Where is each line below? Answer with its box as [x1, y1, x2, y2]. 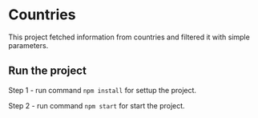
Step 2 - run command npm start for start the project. [8, 100, 186, 110]
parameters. [8, 40, 49, 50]
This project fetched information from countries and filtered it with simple [8, 32, 250, 42]
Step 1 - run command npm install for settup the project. [8, 85, 197, 95]
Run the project [8, 64, 87, 78]
